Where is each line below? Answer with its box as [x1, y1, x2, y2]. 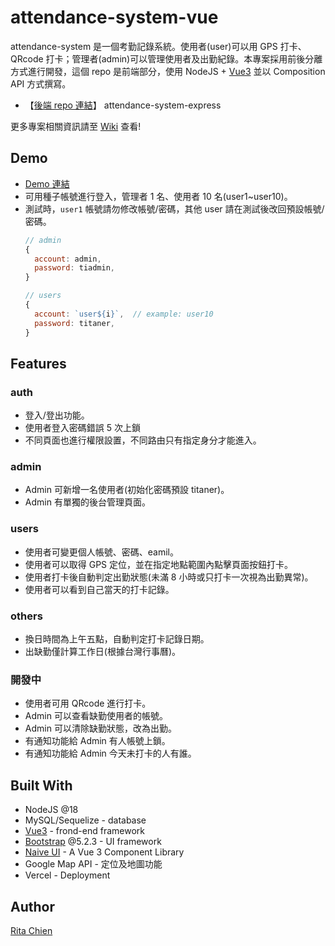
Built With [10, 777, 73, 794]
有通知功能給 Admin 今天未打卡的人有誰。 [24, 747, 197, 760]
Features [10, 355, 67, 372]
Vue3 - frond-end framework [24, 825, 145, 837]
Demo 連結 [24, 177, 70, 190]
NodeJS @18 [24, 804, 79, 816]
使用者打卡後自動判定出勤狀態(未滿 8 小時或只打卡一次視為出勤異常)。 [24, 571, 314, 583]
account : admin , [34, 254, 102, 264]
